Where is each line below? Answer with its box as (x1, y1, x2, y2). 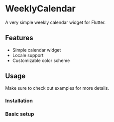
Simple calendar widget (12, 47, 61, 53)
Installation (5, 97, 33, 104)
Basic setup (5, 111, 34, 118)
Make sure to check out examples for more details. (5, 85, 110, 91)
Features (5, 34, 33, 42)
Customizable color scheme (12, 58, 70, 63)
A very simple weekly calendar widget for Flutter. (5, 19, 106, 25)
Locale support (12, 52, 44, 58)
